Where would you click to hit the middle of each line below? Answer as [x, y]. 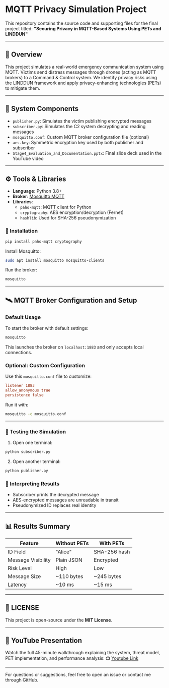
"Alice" [64, 552]
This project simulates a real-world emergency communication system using [84, 67]
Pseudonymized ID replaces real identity [54, 505]
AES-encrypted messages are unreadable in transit [66, 500]
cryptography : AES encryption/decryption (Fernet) [72, 212]
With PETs [112, 543]
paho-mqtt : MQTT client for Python [56, 207]
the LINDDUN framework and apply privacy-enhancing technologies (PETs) [83, 83]
